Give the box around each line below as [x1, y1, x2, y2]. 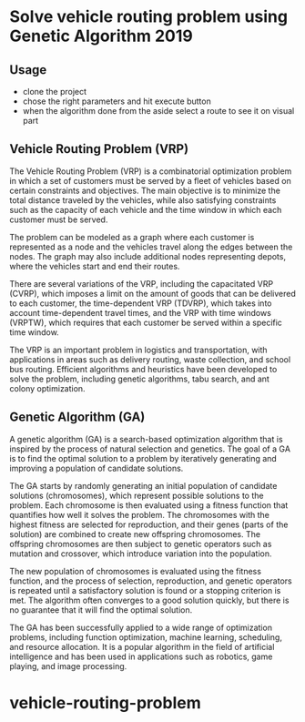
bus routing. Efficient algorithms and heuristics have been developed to [9, 363, 278, 374]
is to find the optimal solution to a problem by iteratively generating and [9, 453, 278, 463]
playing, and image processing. [9, 660, 127, 671]
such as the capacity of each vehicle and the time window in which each [9, 204, 282, 215]
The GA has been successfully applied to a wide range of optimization [9, 622, 273, 633]
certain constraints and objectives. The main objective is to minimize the [9, 185, 280, 196]
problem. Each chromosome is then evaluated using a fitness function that [9, 499, 289, 511]
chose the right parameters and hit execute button [22, 96, 211, 107]
